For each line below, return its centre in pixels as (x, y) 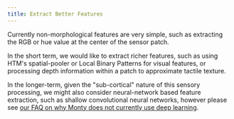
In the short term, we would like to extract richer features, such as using (113, 56)
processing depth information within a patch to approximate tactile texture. (117, 71)
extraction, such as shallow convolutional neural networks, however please (117, 100)
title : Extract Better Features (55, 14)
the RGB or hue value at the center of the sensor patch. (88, 42)
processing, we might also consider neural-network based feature (104, 92)
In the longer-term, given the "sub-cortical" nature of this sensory (104, 84)
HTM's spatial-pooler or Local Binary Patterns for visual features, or (107, 63)
